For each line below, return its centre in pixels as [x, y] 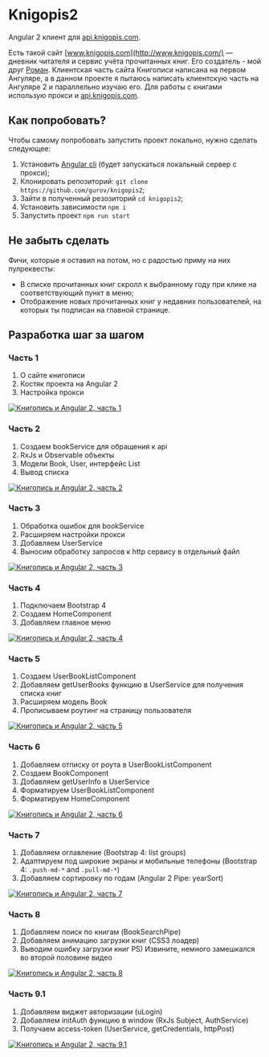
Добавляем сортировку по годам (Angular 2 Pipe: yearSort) [122, 879]
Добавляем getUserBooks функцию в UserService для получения [131, 685]
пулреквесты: [32, 268]
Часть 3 [24, 508]
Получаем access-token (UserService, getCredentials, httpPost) [127, 1028]
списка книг [41, 694]
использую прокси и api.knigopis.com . [74, 95]
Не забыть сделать [59, 241]
